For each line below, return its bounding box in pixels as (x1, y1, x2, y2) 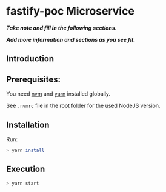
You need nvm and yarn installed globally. (6, 90, 111, 98)
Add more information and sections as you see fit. (6, 36, 136, 43)
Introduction (6, 53, 55, 64)
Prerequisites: (6, 74, 61, 84)
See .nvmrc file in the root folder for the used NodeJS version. (6, 102, 161, 110)
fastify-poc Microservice (6, 4, 135, 18)
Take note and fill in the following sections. (6, 24, 117, 31)
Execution (6, 164, 45, 174)
